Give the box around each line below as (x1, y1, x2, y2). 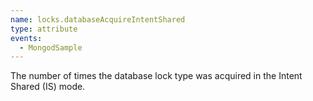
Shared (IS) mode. (10, 81, 86, 93)
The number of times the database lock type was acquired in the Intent (10, 70, 303, 82)
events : (10, 33, 43, 43)
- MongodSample (19, 42, 83, 53)
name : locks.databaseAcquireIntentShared (10, 14, 186, 25)
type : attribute (10, 24, 78, 34)
